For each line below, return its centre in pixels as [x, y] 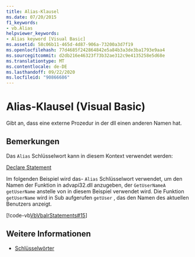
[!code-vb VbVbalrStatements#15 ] [47, 215]
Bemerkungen [33, 141]
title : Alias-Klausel [33, 12]
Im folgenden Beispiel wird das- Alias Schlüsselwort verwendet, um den [94, 178]
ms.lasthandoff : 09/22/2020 [41, 72]
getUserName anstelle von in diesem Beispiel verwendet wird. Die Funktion [95, 191]
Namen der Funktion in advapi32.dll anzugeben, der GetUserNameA [86, 185]
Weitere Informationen [49, 234]
